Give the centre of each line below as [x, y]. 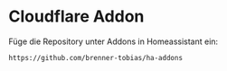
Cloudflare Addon [76, 17]
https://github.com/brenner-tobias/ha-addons [95, 58]
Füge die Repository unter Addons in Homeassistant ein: [113, 41]
